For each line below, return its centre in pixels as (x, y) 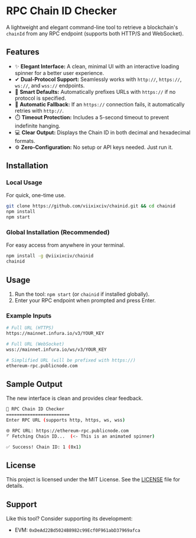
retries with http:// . (39, 110)
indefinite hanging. (37, 126)
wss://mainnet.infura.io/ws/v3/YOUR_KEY (57, 350)
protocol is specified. (40, 98)
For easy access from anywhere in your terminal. (66, 245)
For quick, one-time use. (36, 195)
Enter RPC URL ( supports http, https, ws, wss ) (66, 420)
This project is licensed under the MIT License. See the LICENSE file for (93, 480)
